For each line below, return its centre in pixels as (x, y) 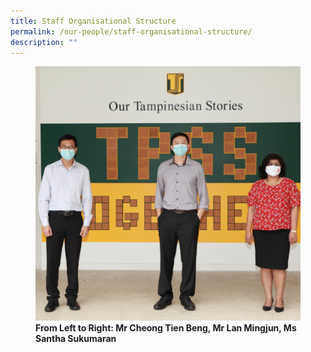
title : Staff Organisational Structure (93, 21)
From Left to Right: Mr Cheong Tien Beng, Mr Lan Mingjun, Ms (166, 327)
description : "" (44, 42)
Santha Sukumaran (76, 338)
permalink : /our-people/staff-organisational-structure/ (131, 31)
